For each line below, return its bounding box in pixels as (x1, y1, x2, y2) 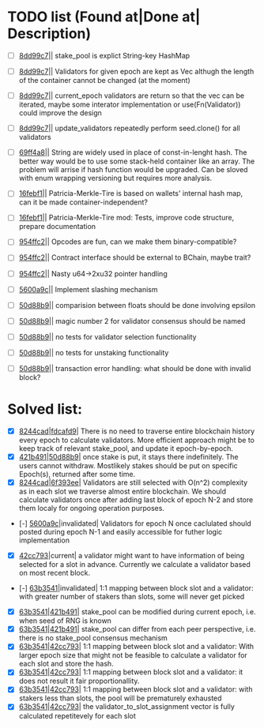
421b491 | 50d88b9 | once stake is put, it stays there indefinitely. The (18, 452, 239, 461)
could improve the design (18, 108, 102, 118)
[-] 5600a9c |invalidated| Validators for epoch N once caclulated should (18, 519, 252, 528)
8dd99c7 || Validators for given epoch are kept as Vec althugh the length (18, 67, 255, 76)
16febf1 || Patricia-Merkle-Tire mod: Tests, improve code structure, (18, 213, 235, 223)
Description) (7, 24, 92, 43)
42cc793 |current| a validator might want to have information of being (18, 551, 245, 561)
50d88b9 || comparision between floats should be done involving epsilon (18, 300, 256, 310)
